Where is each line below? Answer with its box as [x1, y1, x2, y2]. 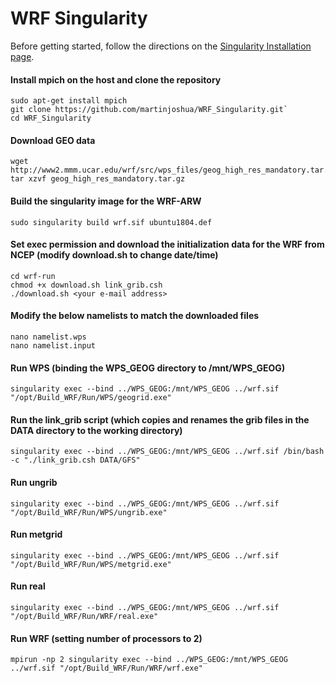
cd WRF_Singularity [10, 113, 92, 124]
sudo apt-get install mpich [10, 96, 128, 106]
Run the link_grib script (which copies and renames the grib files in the [10, 413, 310, 426]
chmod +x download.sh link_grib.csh [10, 280, 163, 290]
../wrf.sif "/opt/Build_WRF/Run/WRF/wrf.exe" [10, 663, 203, 674]
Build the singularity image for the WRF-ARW [10, 195, 202, 207]
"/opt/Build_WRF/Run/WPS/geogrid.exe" [10, 393, 172, 403]
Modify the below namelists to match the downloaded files [10, 310, 260, 322]
